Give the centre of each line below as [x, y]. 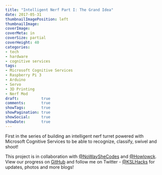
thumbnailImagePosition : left [37, 19]
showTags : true [28, 108]
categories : [18, 47]
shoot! [12, 146]
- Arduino [16, 80]
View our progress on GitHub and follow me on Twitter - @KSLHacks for [80, 161]
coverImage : [18, 29]
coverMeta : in [20, 33]
